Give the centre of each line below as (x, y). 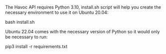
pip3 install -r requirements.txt (36, 46)
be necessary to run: (26, 37)
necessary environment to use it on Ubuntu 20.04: (57, 12)
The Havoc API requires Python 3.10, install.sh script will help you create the (83, 7)
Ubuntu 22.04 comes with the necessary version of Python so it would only (83, 31)
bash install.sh (20, 22)
